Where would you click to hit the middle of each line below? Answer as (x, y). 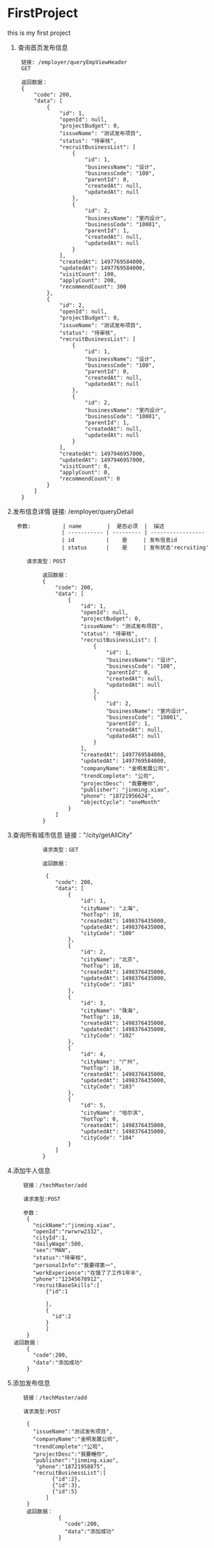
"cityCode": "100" (108, 933)
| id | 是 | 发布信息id (119, 540)
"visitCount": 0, (85, 466)
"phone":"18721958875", (71, 1466)
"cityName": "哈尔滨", (112, 1113)
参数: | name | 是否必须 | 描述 (91, 526)
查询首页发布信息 (43, 47)
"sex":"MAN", (52, 1250)
